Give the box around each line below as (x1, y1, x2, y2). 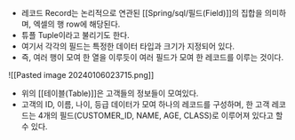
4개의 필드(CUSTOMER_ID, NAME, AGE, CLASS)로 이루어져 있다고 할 (37, 110, 283, 121)
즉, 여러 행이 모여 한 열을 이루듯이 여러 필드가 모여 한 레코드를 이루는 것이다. (20, 52, 284, 62)
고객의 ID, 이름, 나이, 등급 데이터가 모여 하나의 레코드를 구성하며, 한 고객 (20, 99, 270, 109)
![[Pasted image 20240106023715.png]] (8, 70, 155, 80)
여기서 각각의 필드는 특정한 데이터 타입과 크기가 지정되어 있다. (20, 41, 235, 51)
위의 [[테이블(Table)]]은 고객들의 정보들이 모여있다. (20, 88, 199, 98)
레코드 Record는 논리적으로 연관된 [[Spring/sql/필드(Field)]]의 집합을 (20, 8, 263, 18)
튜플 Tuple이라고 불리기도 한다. (20, 30, 130, 40)
